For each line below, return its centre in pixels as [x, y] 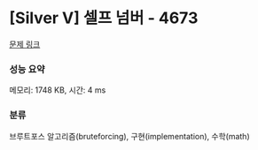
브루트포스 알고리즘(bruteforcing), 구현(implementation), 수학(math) [129, 136]
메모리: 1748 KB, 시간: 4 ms [58, 90]
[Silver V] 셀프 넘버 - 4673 [104, 18]
